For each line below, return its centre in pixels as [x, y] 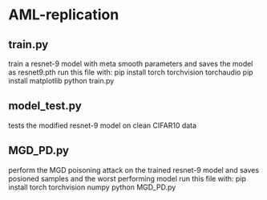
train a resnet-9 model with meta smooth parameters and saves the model [131, 63]
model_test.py [45, 106]
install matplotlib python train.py [61, 81]
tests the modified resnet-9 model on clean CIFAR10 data [103, 125]
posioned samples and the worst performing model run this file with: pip [127, 178]
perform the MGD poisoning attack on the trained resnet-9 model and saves [133, 169]
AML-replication [64, 15]
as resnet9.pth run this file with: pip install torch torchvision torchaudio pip [131, 72]
